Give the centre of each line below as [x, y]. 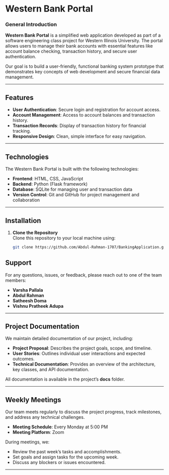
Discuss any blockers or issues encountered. [59, 462]
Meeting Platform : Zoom [38, 432]
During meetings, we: [27, 442]
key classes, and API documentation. [51, 370]
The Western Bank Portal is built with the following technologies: [72, 169]
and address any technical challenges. [45, 417]
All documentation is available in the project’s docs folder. [65, 379]
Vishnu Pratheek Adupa [38, 306]
